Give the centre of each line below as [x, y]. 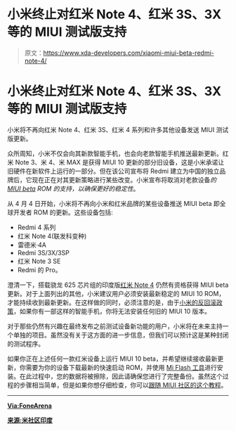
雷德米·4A [32, 245]
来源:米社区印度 [30, 420]
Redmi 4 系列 [37, 227]
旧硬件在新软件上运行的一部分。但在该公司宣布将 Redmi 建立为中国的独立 [113, 171]
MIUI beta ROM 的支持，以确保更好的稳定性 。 [73, 188]
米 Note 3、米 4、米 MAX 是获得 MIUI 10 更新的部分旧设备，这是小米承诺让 [116, 162]
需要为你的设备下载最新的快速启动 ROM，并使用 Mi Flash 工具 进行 [122, 367]
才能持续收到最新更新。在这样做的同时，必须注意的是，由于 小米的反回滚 [112, 302]
